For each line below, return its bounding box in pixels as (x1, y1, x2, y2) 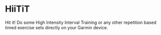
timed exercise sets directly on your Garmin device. (5, 24, 108, 30)
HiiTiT (5, 3, 30, 15)
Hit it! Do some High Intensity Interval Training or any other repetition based (5, 19, 157, 25)
